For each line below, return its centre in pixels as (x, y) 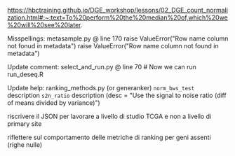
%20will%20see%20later (44, 25)
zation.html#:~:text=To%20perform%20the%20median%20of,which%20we (117, 17)
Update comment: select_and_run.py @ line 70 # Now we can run (102, 67)
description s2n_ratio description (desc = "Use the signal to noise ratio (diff (117, 95)
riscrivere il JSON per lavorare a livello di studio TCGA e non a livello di (109, 116)
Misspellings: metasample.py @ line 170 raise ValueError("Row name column (118, 38)
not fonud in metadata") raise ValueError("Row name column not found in (113, 46)
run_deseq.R (26, 74)
